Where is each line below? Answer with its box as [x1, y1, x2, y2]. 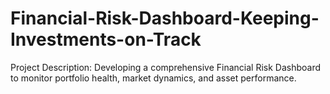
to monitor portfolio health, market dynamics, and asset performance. [10, 72, 297, 84]
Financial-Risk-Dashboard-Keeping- [10, 7, 320, 30]
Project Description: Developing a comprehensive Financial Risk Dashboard [10, 61, 322, 73]
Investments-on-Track [10, 28, 202, 51]
